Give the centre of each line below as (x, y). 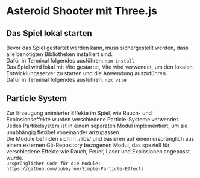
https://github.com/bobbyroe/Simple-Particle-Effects (75, 169)
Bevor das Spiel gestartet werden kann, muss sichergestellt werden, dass (97, 48)
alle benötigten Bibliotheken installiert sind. (60, 54)
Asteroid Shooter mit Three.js (82, 11)
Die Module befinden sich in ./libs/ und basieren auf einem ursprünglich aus (100, 138)
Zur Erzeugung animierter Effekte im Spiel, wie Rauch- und (79, 113)
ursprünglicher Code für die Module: (54, 164)
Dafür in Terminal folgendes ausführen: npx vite (66, 80)
